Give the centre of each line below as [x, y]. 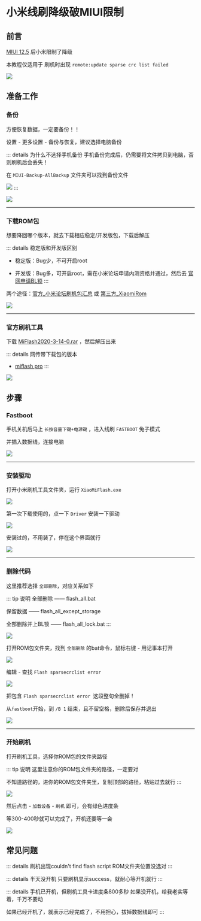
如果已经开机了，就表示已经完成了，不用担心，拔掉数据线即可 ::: [85, 911]
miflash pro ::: [32, 366]
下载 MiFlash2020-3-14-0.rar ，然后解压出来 [61, 341]
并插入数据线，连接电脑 [35, 441]
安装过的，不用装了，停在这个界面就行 [53, 538]
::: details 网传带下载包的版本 [42, 355]
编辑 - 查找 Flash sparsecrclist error [54, 672]
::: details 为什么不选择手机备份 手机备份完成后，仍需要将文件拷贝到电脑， [98, 154]
